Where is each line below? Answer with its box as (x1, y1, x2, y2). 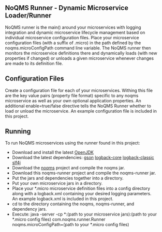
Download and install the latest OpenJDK (12, 149, 94, 155)
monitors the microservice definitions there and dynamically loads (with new (5, 50, 157, 56)
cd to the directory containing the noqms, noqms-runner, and (12, 201, 134, 207)
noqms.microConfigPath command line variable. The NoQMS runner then (5, 45, 151, 50)
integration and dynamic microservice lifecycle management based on (5, 29, 145, 35)
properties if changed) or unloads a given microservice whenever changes (5, 55, 154, 61)
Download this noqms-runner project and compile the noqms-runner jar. (12, 170, 156, 176)
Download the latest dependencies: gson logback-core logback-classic (12, 155, 154, 161)
